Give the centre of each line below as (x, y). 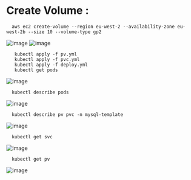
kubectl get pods (36, 70)
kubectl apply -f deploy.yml (51, 65)
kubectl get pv (31, 159)
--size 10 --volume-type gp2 (65, 32)
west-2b (16, 32)
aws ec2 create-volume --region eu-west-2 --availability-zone (93, 27)
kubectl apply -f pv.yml (46, 54)
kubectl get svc (32, 137)
